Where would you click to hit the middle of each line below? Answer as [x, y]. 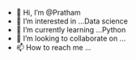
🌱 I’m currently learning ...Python [71, 30]
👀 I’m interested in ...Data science [72, 21]
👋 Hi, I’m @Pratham [48, 13]
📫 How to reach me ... [53, 47]
